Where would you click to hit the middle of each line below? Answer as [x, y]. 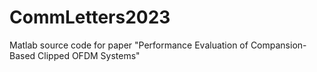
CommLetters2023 [90, 17]
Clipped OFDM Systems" [89, 55]
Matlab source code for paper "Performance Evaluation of [129, 45]
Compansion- [278, 45]
